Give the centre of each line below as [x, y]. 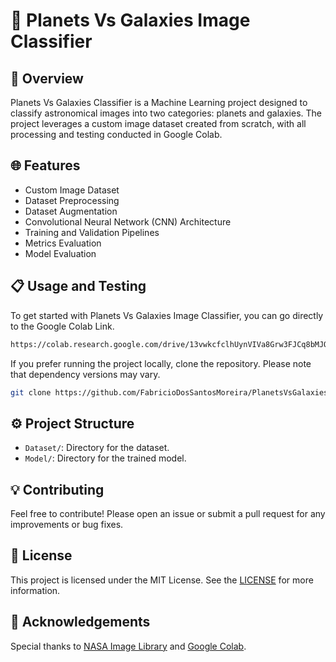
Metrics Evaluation [63, 243]
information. [35, 590]
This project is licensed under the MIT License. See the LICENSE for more [162, 580]
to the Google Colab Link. [62, 326]
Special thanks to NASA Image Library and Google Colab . [128, 646]
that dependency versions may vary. [85, 374]
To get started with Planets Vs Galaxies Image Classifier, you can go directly [167, 315]
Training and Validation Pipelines [92, 232]
